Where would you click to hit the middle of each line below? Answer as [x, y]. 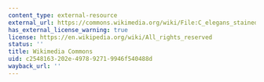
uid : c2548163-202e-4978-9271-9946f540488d [81, 59]
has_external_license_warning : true [68, 30]
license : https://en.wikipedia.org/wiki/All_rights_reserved [110, 37]
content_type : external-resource [63, 15]
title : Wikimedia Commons [50, 52]
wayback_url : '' [35, 66]
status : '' [26, 45]
